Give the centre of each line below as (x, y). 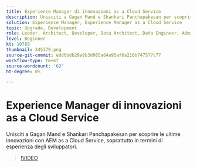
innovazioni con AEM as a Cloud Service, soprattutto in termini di (84, 141)
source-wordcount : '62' (35, 66)
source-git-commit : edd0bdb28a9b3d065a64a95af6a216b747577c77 (84, 55)
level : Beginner (26, 39)
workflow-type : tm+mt (33, 60)
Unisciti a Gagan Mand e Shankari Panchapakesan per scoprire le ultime (93, 134)
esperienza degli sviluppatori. (42, 146)
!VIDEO (29, 158)
